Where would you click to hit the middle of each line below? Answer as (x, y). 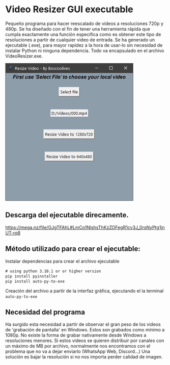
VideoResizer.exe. (24, 56)
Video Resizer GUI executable (69, 9)
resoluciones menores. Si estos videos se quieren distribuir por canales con (85, 341)
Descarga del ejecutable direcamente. (67, 215)
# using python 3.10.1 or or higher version (53, 271)
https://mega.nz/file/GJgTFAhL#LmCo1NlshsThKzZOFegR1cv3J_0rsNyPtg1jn (85, 227)
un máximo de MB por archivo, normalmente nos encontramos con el (78, 346)
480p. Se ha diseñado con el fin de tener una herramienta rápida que (78, 29)
